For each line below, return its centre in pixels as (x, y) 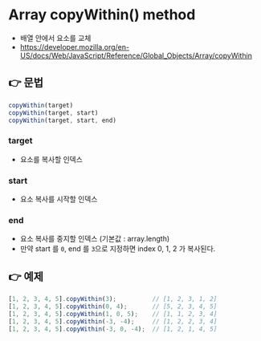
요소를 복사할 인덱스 (51, 159)
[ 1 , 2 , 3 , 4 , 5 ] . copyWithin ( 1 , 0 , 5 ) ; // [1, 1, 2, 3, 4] (113, 314)
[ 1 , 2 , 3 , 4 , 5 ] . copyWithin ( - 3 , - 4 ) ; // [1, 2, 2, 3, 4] (113, 321)
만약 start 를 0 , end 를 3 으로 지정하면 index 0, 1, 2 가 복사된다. (118, 249)
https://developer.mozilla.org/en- (75, 47)
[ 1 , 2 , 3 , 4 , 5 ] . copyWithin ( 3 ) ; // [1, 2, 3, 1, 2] (113, 299)
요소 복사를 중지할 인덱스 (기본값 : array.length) (95, 239)
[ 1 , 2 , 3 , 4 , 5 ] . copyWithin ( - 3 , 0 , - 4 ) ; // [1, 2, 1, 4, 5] (113, 329)
